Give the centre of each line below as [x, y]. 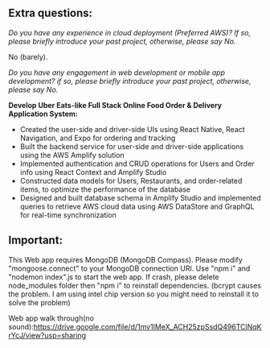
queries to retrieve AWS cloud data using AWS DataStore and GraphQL [137, 206]
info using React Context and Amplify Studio [93, 172]
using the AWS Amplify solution [72, 155]
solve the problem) [39, 302]
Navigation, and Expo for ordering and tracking [98, 138]
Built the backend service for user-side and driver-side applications [131, 146]
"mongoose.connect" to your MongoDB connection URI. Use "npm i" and [129, 268]
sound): [21, 326]
